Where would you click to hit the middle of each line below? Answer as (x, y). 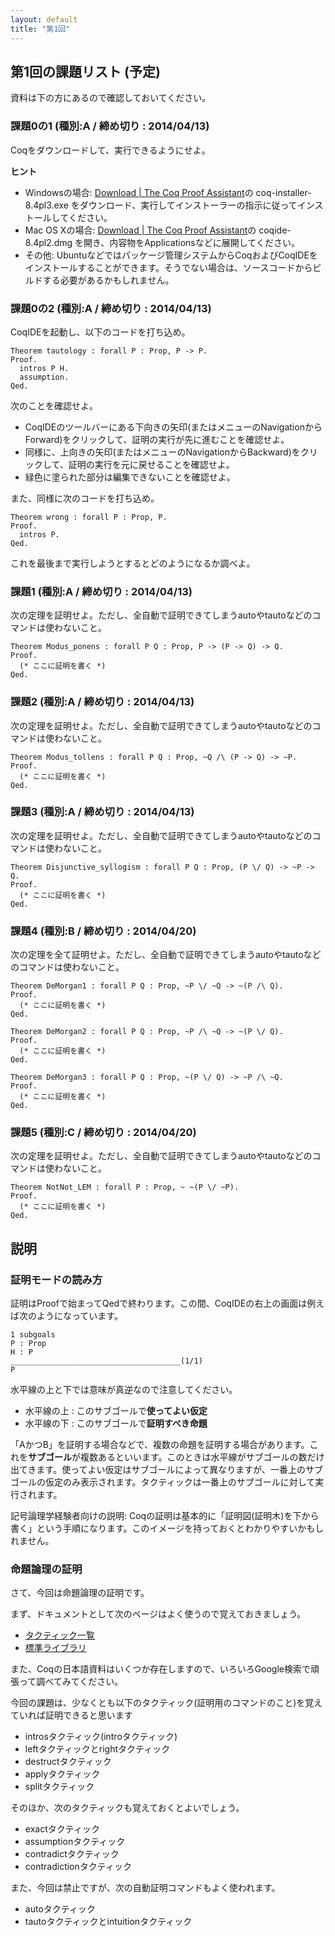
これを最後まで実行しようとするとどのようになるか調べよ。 (133, 563)
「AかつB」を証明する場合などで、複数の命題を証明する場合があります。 (160, 1445)
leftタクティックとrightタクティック (97, 1749)
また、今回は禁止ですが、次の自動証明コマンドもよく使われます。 (145, 1888)
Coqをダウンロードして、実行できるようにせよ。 (110, 150)
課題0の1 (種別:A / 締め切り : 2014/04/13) (110, 126)
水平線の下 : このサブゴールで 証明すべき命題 (116, 1423)
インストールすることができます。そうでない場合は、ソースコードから (168, 267)
